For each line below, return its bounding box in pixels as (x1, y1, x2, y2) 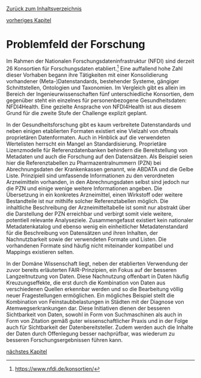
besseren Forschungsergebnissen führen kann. (6, 336, 123, 343)
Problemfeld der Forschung (6, 38, 145, 52)
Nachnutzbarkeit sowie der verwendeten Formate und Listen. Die (6, 235, 167, 243)
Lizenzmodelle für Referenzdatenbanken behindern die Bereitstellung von (6, 146, 188, 153)
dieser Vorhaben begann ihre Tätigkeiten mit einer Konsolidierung (6, 71, 168, 78)
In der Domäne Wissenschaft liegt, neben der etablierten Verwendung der (6, 260, 188, 267)
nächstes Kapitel (6, 347, 47, 355)
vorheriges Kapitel (6, 17, 52, 23)
